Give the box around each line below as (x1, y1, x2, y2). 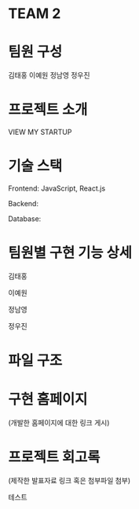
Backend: (8, 199, 39, 208)
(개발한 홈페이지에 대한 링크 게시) (8, 418, 110, 427)
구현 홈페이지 (8, 391, 88, 409)
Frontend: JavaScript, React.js (8, 184, 106, 193)
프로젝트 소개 (8, 101, 88, 118)
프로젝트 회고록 (8, 449, 101, 467)
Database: (8, 214, 42, 224)
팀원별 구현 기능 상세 (8, 244, 132, 262)
